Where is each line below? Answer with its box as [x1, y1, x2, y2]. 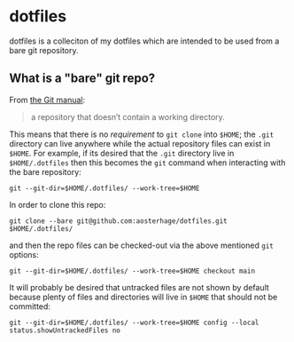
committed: [9, 300, 51, 312]
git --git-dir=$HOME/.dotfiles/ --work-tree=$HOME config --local [9, 318, 259, 327]
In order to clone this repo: [9, 199, 106, 210]
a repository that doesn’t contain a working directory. [30, 111, 226, 122]
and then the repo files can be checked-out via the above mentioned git [9, 240, 275, 251]
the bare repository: [9, 166, 81, 177]
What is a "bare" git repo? [9, 71, 156, 86]
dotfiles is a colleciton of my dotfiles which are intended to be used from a [9, 36, 280, 46]
